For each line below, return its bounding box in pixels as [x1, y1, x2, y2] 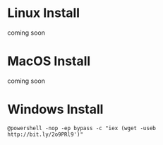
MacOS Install [7, 53, 91, 69]
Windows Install [7, 101, 104, 117]
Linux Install [7, 5, 80, 21]
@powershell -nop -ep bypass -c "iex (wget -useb [7, 124, 157, 132]
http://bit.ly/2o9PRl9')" [7, 131, 83, 138]
